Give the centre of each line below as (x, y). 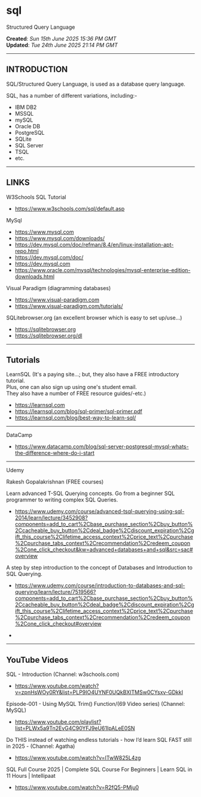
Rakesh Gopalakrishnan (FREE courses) (55, 482)
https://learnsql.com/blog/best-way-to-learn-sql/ (75, 418)
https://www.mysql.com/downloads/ (60, 238)
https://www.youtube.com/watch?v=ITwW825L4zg (78, 758)
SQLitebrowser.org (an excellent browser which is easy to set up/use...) (94, 318)
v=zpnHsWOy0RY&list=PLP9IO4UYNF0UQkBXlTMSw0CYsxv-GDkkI (99, 692)
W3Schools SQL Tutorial (36, 197)
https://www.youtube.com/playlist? (58, 722)
